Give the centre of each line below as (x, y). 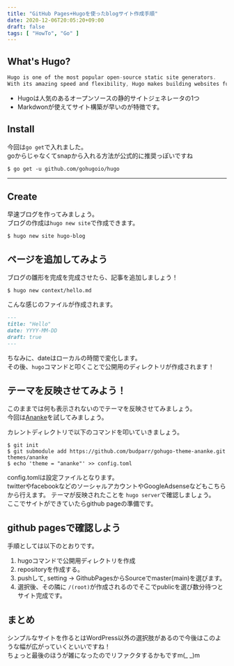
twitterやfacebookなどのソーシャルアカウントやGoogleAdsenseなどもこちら (117, 486)
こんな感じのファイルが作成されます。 (62, 305)
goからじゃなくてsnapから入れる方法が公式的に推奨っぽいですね (100, 156)
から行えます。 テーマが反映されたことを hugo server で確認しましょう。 (111, 495)
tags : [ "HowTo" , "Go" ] (43, 33)
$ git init (23, 446)
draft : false (26, 27)
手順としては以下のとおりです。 (53, 546)
